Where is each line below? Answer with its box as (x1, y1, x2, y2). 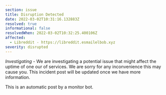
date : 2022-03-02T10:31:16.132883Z (5, 16, 80, 21)
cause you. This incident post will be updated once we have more (5, 68, 141, 75)
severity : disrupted (5, 44, 49, 49)
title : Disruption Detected (5, 12, 64, 17)
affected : (5, 35, 26, 40)
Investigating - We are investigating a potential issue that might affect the (5, 58, 156, 64)
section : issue (5, 7, 37, 12)
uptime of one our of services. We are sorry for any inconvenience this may (5, 63, 161, 69)
